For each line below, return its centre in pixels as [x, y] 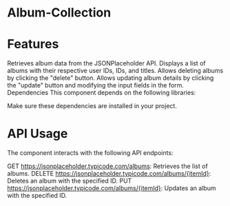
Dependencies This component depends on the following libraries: [102, 93]
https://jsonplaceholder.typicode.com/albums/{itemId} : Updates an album [112, 188]
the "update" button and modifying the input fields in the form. [96, 85]
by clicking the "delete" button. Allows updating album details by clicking [111, 78]
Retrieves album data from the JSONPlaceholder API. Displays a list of [106, 63]
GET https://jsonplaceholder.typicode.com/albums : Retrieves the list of [107, 166]
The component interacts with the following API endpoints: [90, 153]
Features [33, 44]
